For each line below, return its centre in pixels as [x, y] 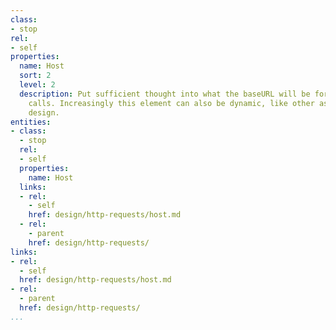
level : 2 [37, 85]
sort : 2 [35, 76]
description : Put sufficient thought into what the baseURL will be [165, 94]
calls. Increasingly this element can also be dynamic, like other [171, 103]
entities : [31, 122]
